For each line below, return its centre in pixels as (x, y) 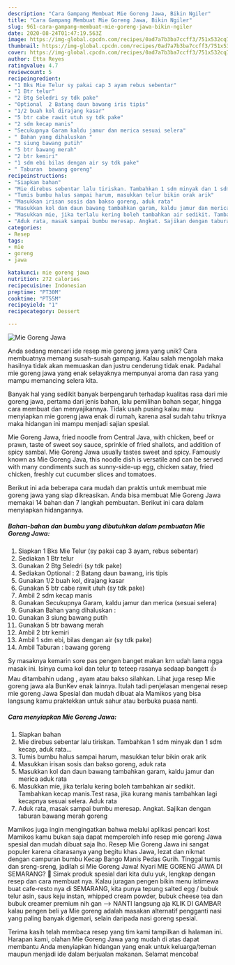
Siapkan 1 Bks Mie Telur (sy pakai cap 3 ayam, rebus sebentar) (108, 551)
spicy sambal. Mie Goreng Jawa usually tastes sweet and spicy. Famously (114, 452)
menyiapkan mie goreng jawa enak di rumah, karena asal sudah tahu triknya (117, 416)
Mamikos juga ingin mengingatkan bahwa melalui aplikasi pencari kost (109, 829)
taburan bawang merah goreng (62, 816)
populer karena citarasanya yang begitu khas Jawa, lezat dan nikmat (106, 851)
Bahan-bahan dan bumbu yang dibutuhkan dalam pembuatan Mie (106, 526)
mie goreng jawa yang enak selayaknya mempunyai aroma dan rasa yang (113, 373)
